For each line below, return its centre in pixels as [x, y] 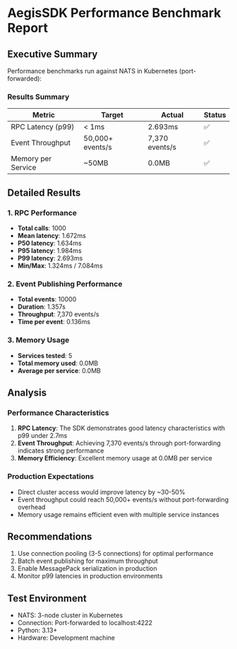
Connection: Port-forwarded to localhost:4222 [85, 623]
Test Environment [47, 598]
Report [28, 28]
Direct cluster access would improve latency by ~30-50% [101, 492]
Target [112, 115]
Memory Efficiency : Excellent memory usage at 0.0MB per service [115, 458]
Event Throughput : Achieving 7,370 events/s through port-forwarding [119, 443]
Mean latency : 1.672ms [51, 235]
